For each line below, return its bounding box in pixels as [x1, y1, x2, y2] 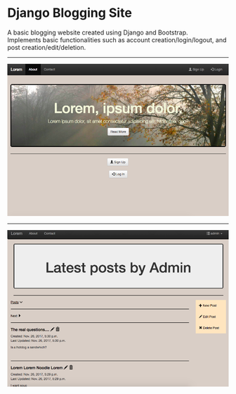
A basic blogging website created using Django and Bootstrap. [7, 28, 188, 37]
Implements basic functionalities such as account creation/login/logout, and [7, 35, 227, 44]
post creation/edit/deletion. [7, 43, 86, 51]
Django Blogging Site [7, 5, 132, 21]
